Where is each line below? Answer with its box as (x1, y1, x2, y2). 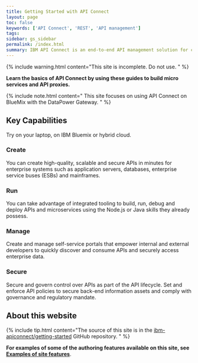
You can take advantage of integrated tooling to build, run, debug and (6, 200, 175, 207)
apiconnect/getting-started (6, 332, 72, 339)
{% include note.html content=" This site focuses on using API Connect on (6, 92, 187, 99)
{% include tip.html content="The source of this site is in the (6, 326, 153, 334)
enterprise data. (6, 253, 45, 260)
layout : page (6, 14, 38, 20)
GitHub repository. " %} (72, 332, 130, 339)
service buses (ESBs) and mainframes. (6, 171, 100, 179)
